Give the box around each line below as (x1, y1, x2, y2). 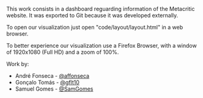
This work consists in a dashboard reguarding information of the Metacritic (6, 6, 195, 12)
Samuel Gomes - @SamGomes (15, 85, 94, 92)
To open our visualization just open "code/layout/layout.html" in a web (6, 24, 183, 31)
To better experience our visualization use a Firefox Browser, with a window (6, 42, 197, 49)
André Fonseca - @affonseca (15, 72, 90, 79)
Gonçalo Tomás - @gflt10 (15, 79, 79, 86)
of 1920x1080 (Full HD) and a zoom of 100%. (6, 48, 119, 56)
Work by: (6, 61, 29, 67)
